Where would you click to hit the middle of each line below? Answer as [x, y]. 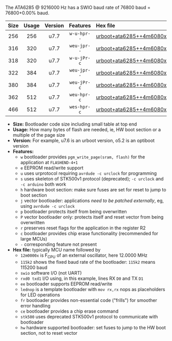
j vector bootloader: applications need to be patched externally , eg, [92, 201]
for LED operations [40, 295]
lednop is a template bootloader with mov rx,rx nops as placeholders [93, 289]
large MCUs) [34, 239]
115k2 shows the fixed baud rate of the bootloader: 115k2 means [88, 262]
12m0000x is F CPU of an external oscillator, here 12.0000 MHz [84, 256]
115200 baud [34, 267]
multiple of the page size [39, 135]
